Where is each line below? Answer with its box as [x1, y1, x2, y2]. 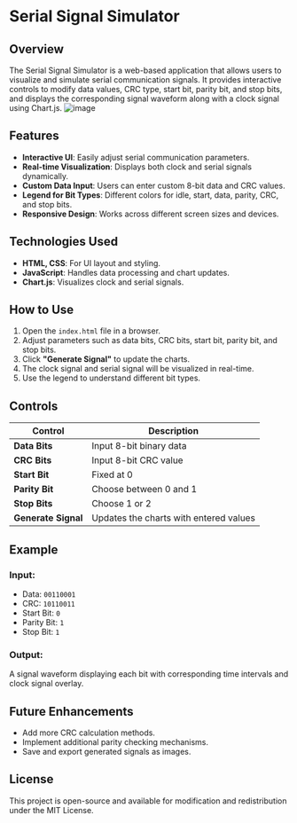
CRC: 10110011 [21, 598, 75, 608]
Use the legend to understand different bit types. [21, 372, 201, 383]
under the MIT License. [9, 804, 95, 815]
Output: [9, 648, 43, 661]
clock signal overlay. [9, 678, 84, 689]
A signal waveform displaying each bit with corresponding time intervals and [9, 669, 289, 679]
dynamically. [21, 170, 69, 181]
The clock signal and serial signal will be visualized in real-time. [21, 364, 254, 374]
